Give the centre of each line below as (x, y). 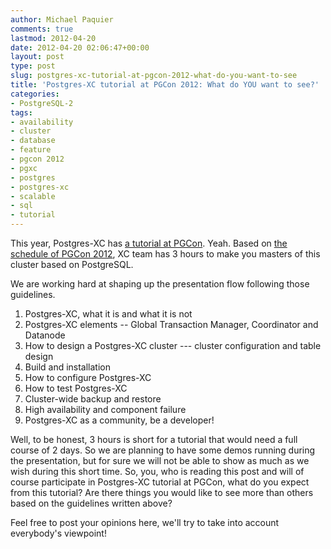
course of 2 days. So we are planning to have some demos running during (163, 450)
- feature (31, 150)
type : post (33, 66)
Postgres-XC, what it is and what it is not (108, 314)
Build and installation (68, 367)
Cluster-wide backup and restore (93, 399)
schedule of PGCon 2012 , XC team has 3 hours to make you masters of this (165, 254)
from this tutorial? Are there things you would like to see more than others (162, 492)
